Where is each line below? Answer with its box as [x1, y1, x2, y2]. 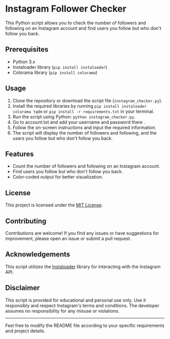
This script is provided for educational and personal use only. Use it [5, 297, 146, 303]
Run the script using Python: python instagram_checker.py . [12, 113, 136, 119]
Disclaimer [5, 284, 40, 292]
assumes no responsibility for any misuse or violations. [5, 308, 120, 314]
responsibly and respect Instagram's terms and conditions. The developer [5, 302, 159, 309]
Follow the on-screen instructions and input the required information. [12, 124, 157, 131]
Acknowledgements [5, 250, 70, 259]
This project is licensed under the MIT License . [5, 202, 103, 208]
